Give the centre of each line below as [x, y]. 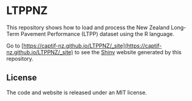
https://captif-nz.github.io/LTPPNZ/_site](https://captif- [93, 46]
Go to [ [15, 46]
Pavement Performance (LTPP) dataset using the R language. [98, 33]
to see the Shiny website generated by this [128, 52]
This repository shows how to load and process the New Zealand [88, 27]
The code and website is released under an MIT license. [77, 92]
